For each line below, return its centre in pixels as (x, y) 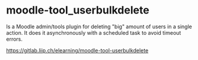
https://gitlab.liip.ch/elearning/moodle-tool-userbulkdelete (77, 50)
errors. (14, 39)
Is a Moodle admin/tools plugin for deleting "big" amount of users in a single (99, 26)
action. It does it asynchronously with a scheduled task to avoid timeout (94, 32)
